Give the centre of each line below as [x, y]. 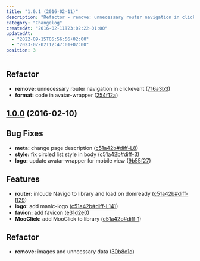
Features [23, 179]
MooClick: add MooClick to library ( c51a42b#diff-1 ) [78, 219]
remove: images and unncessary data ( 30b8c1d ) [75, 252]
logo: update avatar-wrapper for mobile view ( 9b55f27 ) [83, 160]
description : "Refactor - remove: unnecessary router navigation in [93, 17]
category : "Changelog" [34, 23]
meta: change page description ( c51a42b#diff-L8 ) [76, 148]
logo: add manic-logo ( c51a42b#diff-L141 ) [66, 206]
